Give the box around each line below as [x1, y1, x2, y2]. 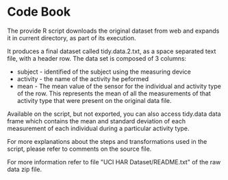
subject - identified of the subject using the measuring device [16, 67, 192, 76]
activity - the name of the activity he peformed [16, 74, 149, 82]
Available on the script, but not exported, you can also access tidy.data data [7, 110, 221, 118]
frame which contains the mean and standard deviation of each [7, 117, 186, 125]
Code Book [7, 4, 71, 20]
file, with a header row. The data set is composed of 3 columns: [7, 54, 187, 62]
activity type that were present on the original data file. [16, 96, 173, 104]
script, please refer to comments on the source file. [7, 145, 152, 153]
